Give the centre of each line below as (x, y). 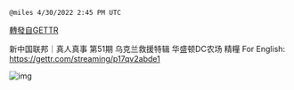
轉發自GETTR (34, 30)
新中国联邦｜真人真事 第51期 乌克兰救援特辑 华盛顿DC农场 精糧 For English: (147, 49)
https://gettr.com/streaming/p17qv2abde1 (85, 59)
